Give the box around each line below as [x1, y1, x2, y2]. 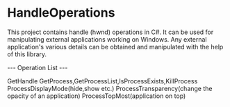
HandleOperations [7, 5, 115, 21]
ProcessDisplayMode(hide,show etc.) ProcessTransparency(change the [7, 84, 213, 92]
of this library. [7, 50, 47, 58]
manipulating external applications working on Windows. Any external [7, 35, 207, 43]
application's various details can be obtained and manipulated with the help [7, 42, 224, 51]
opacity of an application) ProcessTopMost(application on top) [7, 92, 186, 100]
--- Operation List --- [7, 63, 68, 72]
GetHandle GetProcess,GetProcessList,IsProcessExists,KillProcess [7, 76, 198, 85]
